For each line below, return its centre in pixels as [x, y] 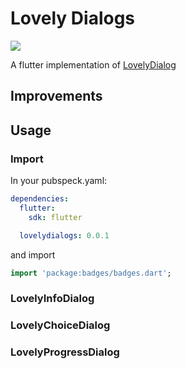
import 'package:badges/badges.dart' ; [91, 273]
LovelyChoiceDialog [60, 325]
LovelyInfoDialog [52, 299]
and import [33, 254]
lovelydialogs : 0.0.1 [64, 235]
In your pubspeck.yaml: [59, 181]
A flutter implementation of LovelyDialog [93, 64]
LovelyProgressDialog [65, 352]
